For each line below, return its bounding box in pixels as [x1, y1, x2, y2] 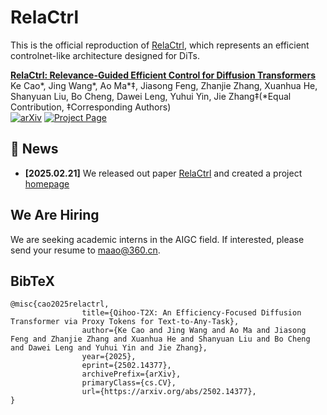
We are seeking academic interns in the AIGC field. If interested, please [10, 233, 305, 245]
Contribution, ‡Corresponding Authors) [10, 101, 172, 113]
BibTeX [10, 272, 55, 290]
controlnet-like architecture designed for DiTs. [10, 49, 201, 61]
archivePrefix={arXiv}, [81, 369, 182, 380]
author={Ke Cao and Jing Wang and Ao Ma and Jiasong [81, 326, 307, 336]
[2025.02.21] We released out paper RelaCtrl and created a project [24, 167, 303, 179]
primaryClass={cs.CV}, [81, 378, 177, 388]
